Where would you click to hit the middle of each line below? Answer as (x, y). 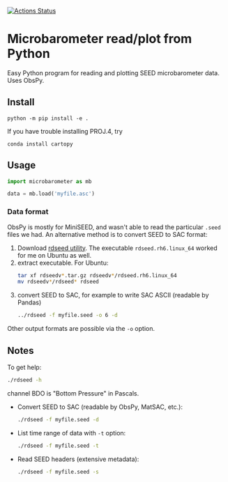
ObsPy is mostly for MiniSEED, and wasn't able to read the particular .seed (114, 227)
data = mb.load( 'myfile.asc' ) (51, 194)
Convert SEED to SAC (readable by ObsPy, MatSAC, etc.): (100, 407)
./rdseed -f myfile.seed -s (58, 472)
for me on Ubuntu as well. (54, 255)
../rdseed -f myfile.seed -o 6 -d (67, 316)
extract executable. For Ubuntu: (63, 263)
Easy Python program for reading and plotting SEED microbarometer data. (113, 72)
